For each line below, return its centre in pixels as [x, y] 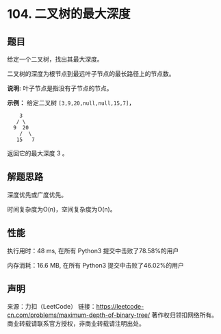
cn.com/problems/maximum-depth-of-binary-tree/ [79, 315]
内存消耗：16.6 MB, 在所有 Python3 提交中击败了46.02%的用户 [96, 265]
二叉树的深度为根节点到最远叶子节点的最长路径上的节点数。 [91, 74]
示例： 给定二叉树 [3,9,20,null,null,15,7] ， [71, 103]
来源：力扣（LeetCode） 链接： [52, 307]
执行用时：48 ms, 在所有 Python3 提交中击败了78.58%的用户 [93, 250]
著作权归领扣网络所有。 [184, 315]
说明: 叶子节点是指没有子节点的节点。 [60, 88]
